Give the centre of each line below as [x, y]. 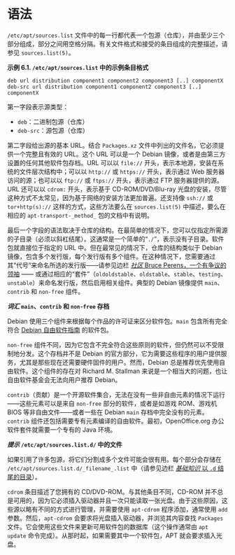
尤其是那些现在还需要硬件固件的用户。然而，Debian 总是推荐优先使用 [119, 362]
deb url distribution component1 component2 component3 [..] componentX [115, 80]
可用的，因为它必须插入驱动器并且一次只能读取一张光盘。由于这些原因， [117, 500]
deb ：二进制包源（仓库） [53, 121]
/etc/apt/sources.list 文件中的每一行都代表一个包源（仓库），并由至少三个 [116, 35]
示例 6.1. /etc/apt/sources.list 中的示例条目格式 [78, 67]
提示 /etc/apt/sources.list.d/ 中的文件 [65, 444]
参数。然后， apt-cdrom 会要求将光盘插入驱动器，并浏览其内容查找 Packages [115, 518]
